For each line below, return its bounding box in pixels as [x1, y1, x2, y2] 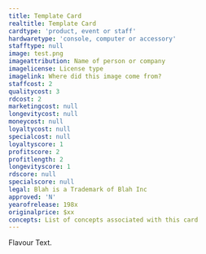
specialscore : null [8, 178, 75, 187]
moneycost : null [8, 118, 64, 126]
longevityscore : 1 [8, 163, 71, 171]
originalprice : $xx [8, 208, 75, 216]
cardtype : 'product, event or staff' [8, 27, 137, 35]
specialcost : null [8, 132, 71, 140]
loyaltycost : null [8, 125, 71, 133]
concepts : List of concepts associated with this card [8, 216, 199, 224]
